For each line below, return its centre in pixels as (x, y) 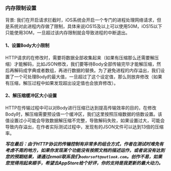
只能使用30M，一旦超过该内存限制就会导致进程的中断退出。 (68, 33)
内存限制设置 (21, 8)
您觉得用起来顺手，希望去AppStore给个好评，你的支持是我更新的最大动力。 (84, 163)
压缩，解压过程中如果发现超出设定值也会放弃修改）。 (64, 83)
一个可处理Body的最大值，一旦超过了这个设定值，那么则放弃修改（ (84, 77)
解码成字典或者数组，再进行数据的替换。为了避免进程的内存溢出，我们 (87, 70)
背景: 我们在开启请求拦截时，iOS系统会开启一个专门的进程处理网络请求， (81, 20)
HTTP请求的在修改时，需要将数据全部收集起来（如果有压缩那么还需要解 (80, 57)
